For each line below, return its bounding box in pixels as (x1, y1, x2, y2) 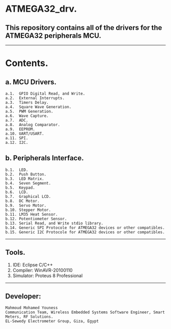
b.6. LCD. (5, 189, 28, 195)
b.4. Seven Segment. (5, 181, 51, 186)
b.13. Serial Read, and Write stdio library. (5, 221, 103, 226)
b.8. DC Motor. (5, 198, 40, 203)
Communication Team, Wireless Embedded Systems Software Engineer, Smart (5, 310, 165, 315)
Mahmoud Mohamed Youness (5, 306, 58, 311)
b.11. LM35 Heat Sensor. (5, 212, 58, 217)
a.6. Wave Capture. (5, 113, 49, 118)
